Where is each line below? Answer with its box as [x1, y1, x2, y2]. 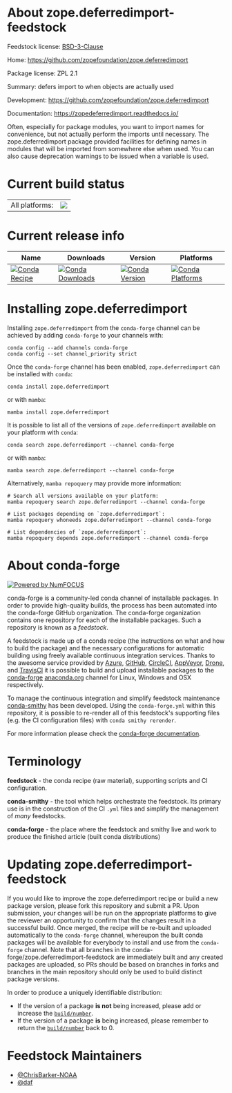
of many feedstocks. [7, 811, 66, 820]
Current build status [7, 176, 125, 192]
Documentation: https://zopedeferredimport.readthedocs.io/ [7, 109, 179, 117]
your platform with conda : [7, 428, 78, 436]
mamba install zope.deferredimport [7, 409, 110, 416]
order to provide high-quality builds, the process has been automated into [7, 601, 217, 609]
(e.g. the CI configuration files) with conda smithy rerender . [7, 716, 176, 724]
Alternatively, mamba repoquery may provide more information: [7, 478, 182, 487]
